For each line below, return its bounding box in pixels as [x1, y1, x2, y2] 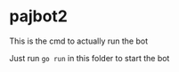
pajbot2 [9, 6, 69, 27]
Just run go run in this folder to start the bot [9, 52, 170, 63]
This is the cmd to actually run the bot [9, 36, 149, 46]
